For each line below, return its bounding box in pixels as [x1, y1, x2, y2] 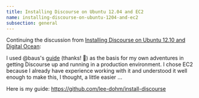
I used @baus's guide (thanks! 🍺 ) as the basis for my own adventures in [6, 55, 185, 62]
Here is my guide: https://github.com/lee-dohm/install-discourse [6, 85, 167, 93]
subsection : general [6, 20, 58, 26]
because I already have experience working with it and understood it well [6, 67, 188, 75]
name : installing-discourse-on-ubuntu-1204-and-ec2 [6, 14, 138, 20]
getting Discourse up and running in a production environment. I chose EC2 [6, 61, 194, 68]
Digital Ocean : [6, 43, 41, 50]
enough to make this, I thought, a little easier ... [6, 73, 123, 81]
